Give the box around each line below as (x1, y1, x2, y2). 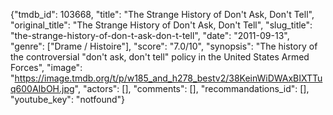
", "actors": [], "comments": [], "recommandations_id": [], (74, 83, 310, 94)
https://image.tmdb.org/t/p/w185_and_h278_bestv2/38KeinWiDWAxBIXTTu (14, 72, 323, 84)
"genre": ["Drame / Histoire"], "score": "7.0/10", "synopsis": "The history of (10, 40, 318, 52)
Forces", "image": (10, 62, 83, 73)
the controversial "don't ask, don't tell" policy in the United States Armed (10, 51, 310, 63)
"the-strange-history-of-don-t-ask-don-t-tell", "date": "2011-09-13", (10, 30, 290, 41)
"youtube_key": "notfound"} (10, 94, 126, 105)
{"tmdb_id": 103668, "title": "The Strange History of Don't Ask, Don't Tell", (10, 9, 315, 20)
